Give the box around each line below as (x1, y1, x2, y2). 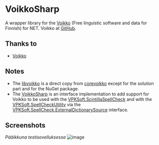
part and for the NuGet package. (12, 85, 79, 91)
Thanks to (5, 40, 37, 48)
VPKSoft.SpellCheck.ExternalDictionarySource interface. (12, 107, 129, 113)
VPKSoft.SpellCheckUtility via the (12, 101, 81, 107)
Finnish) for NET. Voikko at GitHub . (5, 25, 77, 31)
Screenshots (5, 121, 46, 130)
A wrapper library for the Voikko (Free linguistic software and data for (5, 20, 148, 26)
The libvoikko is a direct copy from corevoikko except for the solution (12, 80, 154, 86)
